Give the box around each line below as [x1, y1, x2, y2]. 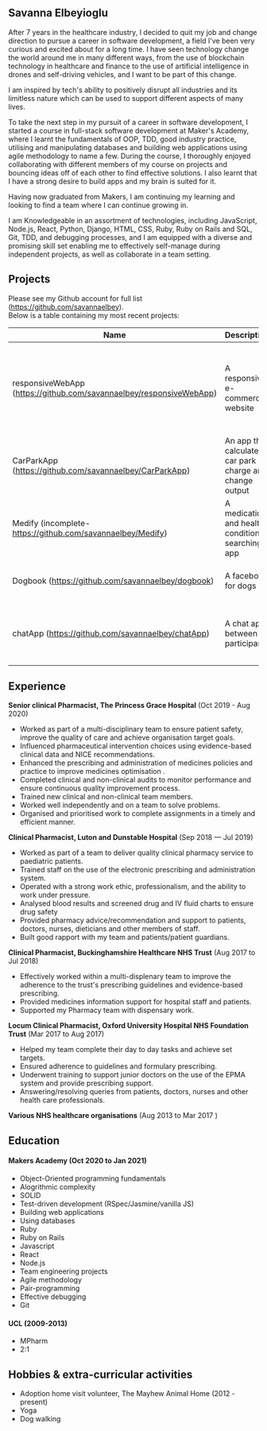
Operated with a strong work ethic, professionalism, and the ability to [19, 882, 246, 891]
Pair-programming [19, 1283, 80, 1294]
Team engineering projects [19, 1267, 109, 1276]
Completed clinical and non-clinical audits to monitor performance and [19, 775, 252, 785]
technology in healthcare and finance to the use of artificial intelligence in [8, 61, 249, 71]
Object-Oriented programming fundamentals [19, 1174, 167, 1183]
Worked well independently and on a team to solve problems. [19, 800, 221, 810]
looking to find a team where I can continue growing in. [8, 200, 189, 210]
